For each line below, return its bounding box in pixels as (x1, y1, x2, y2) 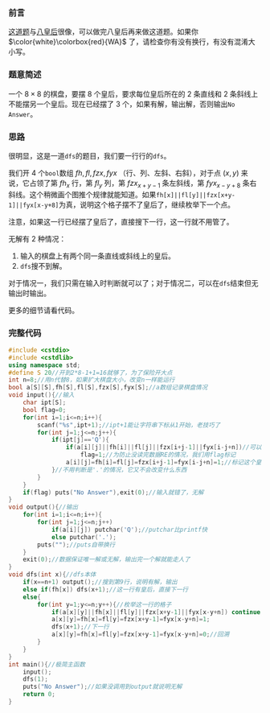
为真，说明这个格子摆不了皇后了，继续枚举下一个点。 (59, 200, 235, 209)
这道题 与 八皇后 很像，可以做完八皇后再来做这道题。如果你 (8, 27, 198, 37)
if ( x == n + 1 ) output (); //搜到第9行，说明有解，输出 (22, 578, 178, 587)
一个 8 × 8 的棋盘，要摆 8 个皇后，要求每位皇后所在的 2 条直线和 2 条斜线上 (8, 89, 259, 98)
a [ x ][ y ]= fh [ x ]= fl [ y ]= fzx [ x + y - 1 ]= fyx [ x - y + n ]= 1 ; (51, 616, 211, 624)
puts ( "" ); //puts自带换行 (37, 541, 116, 549)
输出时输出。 (8, 288, 51, 298)
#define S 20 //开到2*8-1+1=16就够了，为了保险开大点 (8, 369, 173, 377)
